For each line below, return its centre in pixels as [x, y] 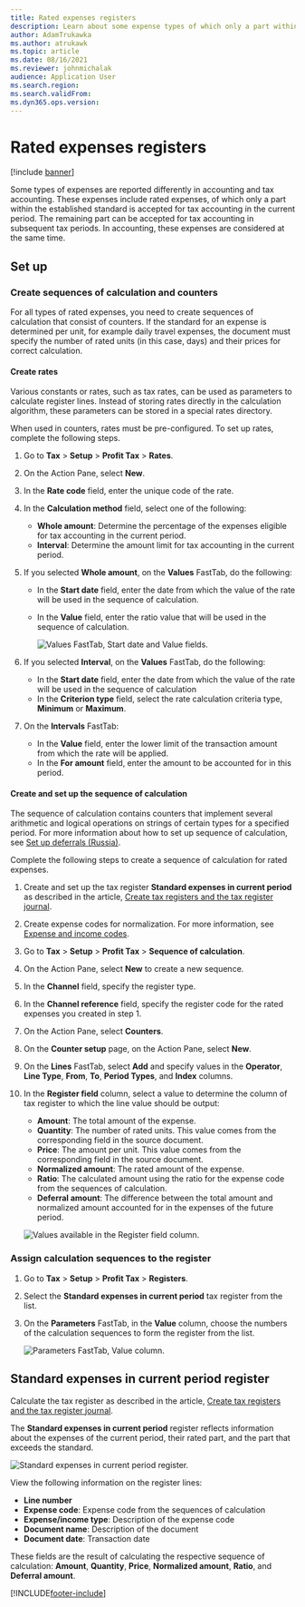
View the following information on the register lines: [106, 1482]
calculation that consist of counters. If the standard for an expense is [138, 322]
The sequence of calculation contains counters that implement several [142, 814]
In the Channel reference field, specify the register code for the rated [153, 1004]
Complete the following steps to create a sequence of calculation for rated [149, 860]
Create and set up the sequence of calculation [99, 793]
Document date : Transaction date [86, 1538]
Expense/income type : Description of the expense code [129, 1519]
